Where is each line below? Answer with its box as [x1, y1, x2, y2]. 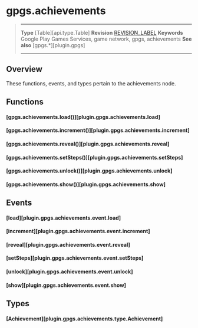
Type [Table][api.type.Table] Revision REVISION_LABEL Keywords [20, 29, 184, 36]
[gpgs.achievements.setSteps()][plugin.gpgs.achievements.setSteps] [6, 154, 183, 161]
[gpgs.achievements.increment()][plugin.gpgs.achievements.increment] [6, 127, 190, 134]
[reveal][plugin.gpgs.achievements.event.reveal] [6, 241, 131, 248]
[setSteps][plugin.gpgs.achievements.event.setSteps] [6, 254, 144, 261]
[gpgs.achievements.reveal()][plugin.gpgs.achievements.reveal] [6, 140, 170, 147]
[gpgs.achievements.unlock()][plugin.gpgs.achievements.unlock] [6, 167, 173, 174]
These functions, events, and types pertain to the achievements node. [6, 79, 176, 87]
